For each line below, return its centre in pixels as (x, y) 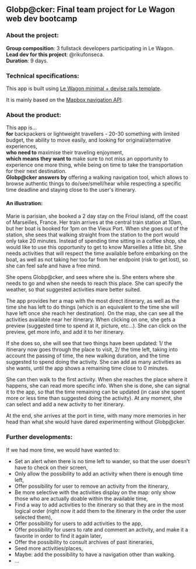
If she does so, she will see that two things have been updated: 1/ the (89, 343)
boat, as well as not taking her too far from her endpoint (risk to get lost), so (97, 260)
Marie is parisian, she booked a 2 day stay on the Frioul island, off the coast (97, 216)
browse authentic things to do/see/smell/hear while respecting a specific (94, 184)
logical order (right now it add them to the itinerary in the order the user (100, 511)
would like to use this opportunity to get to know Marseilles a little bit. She (95, 247)
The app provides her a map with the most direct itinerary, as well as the (93, 301)
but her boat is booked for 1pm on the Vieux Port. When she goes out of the (97, 229)
